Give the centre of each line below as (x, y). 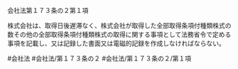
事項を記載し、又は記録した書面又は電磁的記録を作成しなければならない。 (116, 43)
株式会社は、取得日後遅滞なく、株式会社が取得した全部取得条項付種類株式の (119, 26)
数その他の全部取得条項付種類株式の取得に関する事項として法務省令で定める (119, 34)
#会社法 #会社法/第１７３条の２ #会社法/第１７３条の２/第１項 (99, 58)
